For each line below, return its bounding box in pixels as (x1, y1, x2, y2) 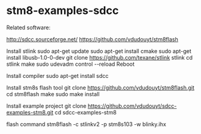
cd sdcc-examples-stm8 (54, 108, 117, 116)
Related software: (6, 24, 51, 31)
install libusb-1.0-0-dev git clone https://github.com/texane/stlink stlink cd (6, 54, 193, 61)
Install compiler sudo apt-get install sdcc (6, 72, 109, 79)
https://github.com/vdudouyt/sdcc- (87, 102, 177, 110)
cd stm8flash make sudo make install (6, 90, 100, 97)
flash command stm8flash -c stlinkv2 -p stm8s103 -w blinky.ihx (6, 120, 167, 128)
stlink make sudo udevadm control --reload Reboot (6, 60, 135, 68)
